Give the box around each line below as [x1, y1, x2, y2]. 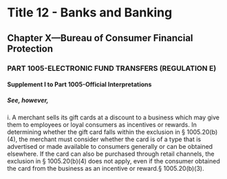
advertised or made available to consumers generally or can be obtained [7, 143, 213, 151]
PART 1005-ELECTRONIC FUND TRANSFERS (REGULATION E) [7, 63, 217, 73]
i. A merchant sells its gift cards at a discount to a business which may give [7, 113, 220, 121]
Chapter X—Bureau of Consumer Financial [7, 32, 194, 44]
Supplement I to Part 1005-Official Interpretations [7, 80, 152, 88]
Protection [7, 43, 54, 54]
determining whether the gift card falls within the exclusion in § [7, 128, 186, 136]
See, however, [7, 96, 49, 104]
